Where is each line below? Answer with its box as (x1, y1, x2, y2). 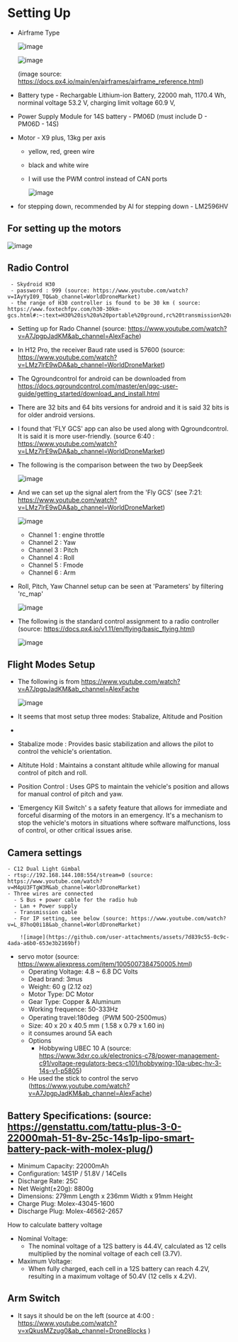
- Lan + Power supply (13, 903, 78, 910)
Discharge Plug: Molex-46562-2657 (17, 1207, 123, 1215)
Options (28, 1037, 52, 1045)
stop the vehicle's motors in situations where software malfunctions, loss (17, 818, 231, 827)
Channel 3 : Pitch (28, 546, 79, 554)
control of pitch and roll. (17, 769, 88, 777)
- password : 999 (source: (10, 287, 91, 294)
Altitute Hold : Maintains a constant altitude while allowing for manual (17, 761, 220, 769)
